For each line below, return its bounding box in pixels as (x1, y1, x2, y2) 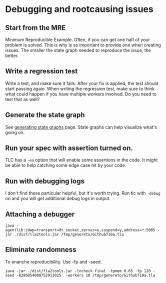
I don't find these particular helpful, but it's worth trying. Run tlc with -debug (5, 190, 161, 196)
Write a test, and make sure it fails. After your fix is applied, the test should (5, 80, 158, 86)
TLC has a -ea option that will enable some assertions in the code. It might (5, 157, 158, 163)
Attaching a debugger (5, 210, 75, 218)
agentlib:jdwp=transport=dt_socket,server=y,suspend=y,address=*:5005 (5, 227, 155, 233)
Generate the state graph (5, 111, 85, 119)
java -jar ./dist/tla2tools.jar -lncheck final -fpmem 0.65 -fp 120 (5, 268, 151, 273)
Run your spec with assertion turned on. (5, 144, 133, 152)
